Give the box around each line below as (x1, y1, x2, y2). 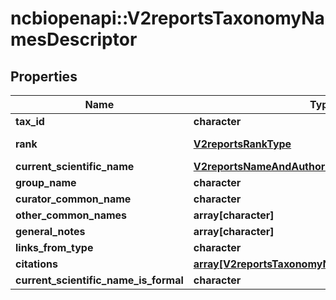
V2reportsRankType (193, 137, 292, 151)
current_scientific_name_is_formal (15, 273, 184, 287)
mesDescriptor (10, 28, 138, 51)
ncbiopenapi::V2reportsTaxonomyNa (10, 7, 325, 30)
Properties (10, 68, 78, 85)
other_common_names (15, 208, 128, 222)
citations (15, 257, 58, 271)
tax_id (15, 115, 45, 128)
